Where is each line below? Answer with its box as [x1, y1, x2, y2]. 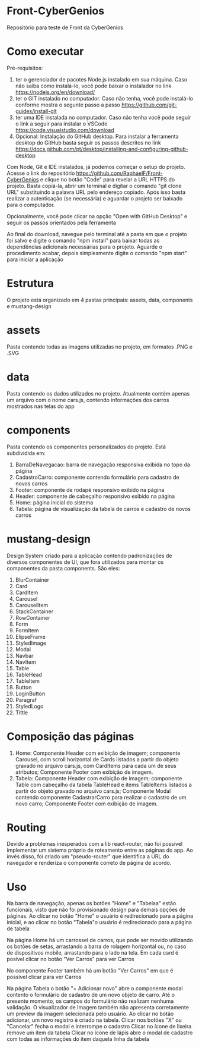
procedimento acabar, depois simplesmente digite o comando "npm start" [7, 249, 188, 256]
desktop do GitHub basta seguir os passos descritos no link [15, 139, 162, 146]
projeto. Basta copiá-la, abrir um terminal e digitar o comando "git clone [7, 182, 182, 189]
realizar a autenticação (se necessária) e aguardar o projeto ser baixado [7, 194, 183, 202]
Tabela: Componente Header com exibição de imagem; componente [15, 774, 182, 782]
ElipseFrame [15, 633, 46, 640]
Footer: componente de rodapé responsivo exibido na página [15, 486, 165, 493]
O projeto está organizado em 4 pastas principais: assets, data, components [7, 296, 193, 303]
